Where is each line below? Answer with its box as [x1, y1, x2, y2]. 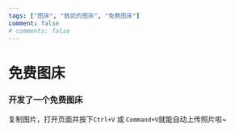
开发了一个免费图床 [8, 94, 83, 105]
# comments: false [8, 27, 70, 35]
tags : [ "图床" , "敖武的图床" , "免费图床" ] [8, 11, 140, 20]
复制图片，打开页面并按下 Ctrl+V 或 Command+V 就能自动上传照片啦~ [8, 114, 228, 124]
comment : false [8, 19, 60, 27]
